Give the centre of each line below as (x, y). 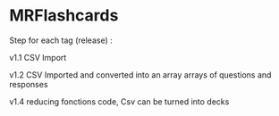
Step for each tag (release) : (61, 40)
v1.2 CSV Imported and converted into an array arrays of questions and (140, 75)
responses (29, 84)
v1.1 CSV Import (38, 57)
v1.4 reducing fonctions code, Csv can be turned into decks (119, 101)
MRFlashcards (64, 16)
